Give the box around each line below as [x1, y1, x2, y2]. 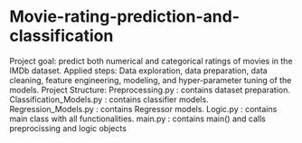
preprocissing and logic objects [9, 122, 127, 133]
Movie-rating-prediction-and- [9, 6, 240, 27]
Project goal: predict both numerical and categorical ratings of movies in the [9, 55, 293, 66]
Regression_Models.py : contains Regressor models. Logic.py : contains [9, 103, 278, 114]
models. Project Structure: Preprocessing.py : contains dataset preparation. [9, 84, 291, 95]
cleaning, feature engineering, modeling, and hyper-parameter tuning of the [9, 74, 292, 85]
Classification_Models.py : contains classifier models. [9, 93, 210, 105]
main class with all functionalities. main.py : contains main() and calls [9, 113, 267, 124]
